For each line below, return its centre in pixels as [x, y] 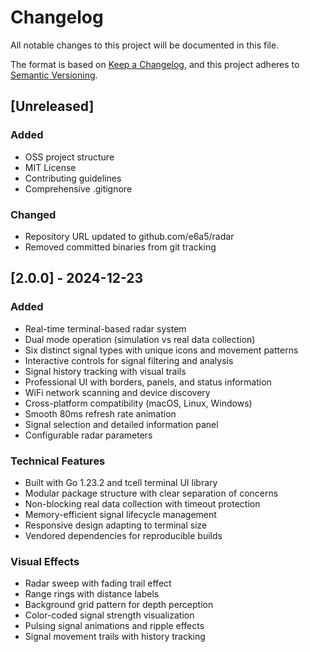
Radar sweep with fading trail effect [98, 583]
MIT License [50, 167]
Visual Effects [45, 561]
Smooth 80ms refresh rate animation [100, 413]
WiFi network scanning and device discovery [117, 392]
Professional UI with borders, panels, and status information [148, 382]
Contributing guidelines [73, 178]
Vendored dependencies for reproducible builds [123, 535]
